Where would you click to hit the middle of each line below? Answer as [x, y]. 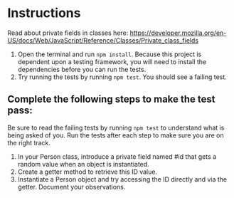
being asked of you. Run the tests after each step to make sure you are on [116, 135]
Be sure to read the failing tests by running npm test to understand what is [116, 127]
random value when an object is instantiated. [83, 164]
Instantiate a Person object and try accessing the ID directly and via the [122, 179]
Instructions [44, 13]
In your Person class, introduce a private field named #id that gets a [117, 156]
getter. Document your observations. [71, 187]
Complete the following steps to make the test [111, 99]
